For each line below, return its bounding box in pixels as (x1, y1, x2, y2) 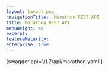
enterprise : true (6, 42, 49, 48)
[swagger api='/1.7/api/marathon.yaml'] (6, 57, 103, 65)
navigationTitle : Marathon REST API (6, 14, 100, 20)
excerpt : (6, 31, 28, 37)
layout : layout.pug (6, 8, 55, 15)
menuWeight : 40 (6, 25, 44, 31)
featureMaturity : (6, 36, 49, 42)
